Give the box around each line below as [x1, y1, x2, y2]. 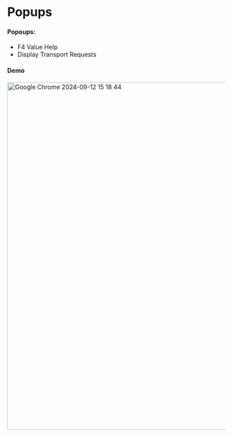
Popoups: [7, 27, 36, 35]
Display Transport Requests [17, 50, 97, 59]
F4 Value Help [17, 43, 58, 51]
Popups [7, 4, 53, 20]
